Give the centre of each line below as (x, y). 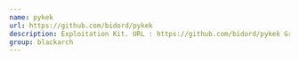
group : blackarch (41, 42)
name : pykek (31, 17)
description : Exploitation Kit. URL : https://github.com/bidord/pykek (145, 34)
